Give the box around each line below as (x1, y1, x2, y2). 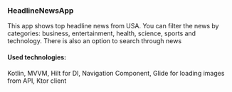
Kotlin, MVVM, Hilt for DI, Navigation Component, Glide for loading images (7, 69, 225, 77)
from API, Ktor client (7, 76, 67, 85)
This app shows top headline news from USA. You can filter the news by (7, 22, 219, 30)
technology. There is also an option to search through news (7, 37, 182, 45)
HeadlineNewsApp (7, 6, 74, 16)
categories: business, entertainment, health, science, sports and (7, 29, 196, 38)
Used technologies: (7, 52, 67, 62)
